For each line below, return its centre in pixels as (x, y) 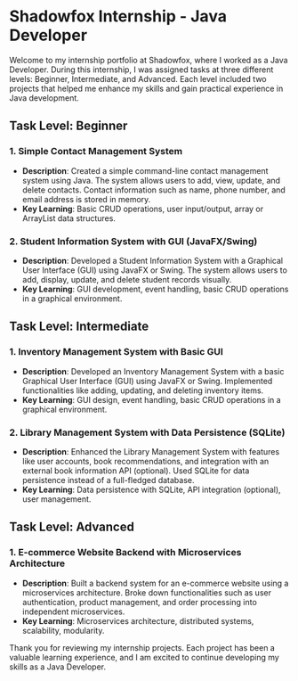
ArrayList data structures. (68, 218)
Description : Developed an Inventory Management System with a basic (153, 371)
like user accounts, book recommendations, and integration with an (145, 461)
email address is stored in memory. (86, 199)
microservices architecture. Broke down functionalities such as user (146, 592)
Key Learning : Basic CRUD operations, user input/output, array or (143, 209)
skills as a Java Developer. (58, 667)
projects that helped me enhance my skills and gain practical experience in (146, 88)
